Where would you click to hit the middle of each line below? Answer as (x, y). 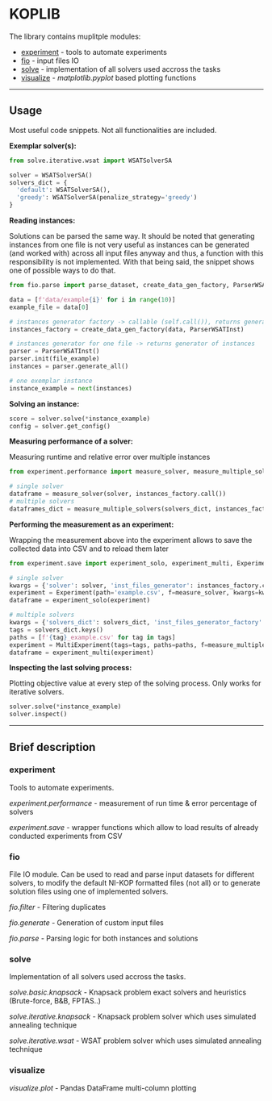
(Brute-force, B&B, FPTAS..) (55, 1001)
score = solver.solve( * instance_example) (80, 419)
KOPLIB (35, 14)
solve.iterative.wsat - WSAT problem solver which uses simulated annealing (135, 1041)
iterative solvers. (37, 692)
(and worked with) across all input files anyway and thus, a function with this (136, 253)
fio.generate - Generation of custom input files (87, 923)
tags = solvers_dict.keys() (56, 630)
